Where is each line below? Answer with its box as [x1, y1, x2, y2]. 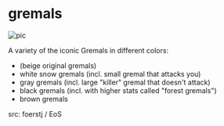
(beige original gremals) [19, 60, 97, 70]
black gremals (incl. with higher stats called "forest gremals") [19, 85, 217, 95]
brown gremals [19, 94, 68, 103]
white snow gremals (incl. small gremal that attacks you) [19, 69, 201, 78]
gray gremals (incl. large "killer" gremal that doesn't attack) [19, 77, 211, 87]
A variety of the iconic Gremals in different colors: [8, 45, 169, 55]
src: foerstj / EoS [8, 109, 63, 118]
